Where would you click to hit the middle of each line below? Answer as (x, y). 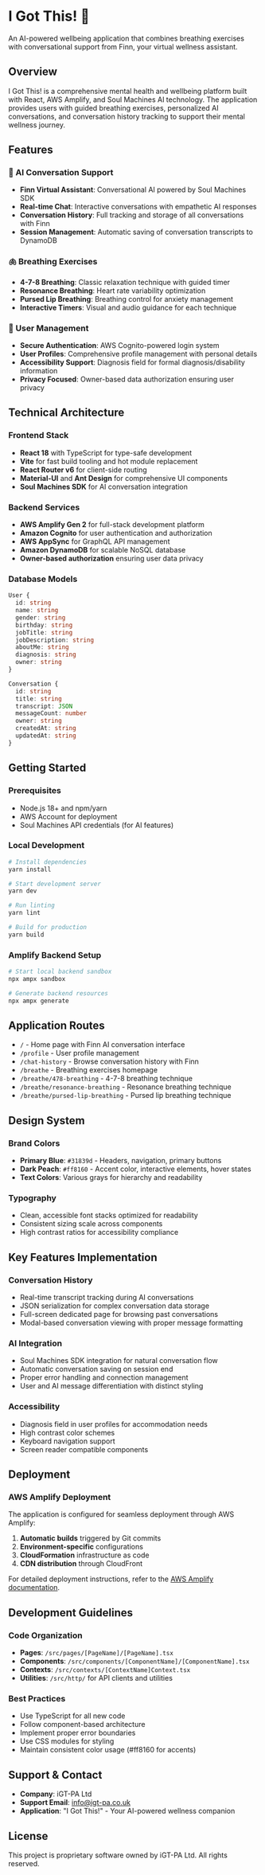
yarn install (30, 869)
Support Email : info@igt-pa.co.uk (75, 1803)
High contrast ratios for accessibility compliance (99, 1232)
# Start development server (55, 884)
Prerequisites (35, 791)
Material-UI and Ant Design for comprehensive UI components (124, 478)
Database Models (43, 579)
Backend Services (44, 507)
